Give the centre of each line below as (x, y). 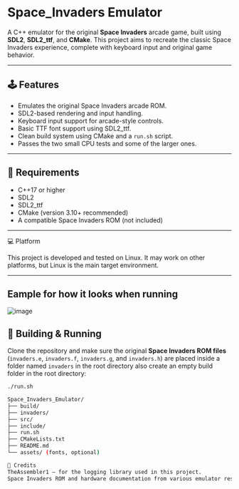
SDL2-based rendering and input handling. (80, 113)
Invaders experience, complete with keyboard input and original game (110, 47)
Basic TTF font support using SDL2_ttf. (74, 128)
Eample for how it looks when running (93, 294)
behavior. (21, 55)
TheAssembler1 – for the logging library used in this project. (105, 472)
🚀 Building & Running (54, 333)
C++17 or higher (41, 190)
